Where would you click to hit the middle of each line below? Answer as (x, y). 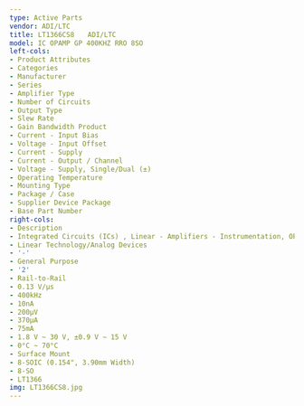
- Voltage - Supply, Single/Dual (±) (81, 169)
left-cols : (30, 52)
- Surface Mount (40, 354)
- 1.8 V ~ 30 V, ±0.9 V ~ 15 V (68, 337)
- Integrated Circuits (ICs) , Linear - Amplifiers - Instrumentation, (147, 236)
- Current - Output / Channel (66, 161)
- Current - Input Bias (54, 136)
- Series (26, 85)
